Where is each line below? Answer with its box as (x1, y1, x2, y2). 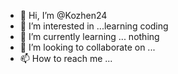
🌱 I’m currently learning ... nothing (19, 31, 160, 42)
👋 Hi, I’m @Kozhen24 (19, 10, 108, 21)
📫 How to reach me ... (19, 53, 113, 64)
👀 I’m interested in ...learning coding (19, 20, 169, 32)
